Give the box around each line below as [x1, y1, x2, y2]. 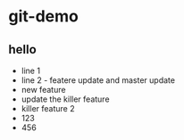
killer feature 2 [21, 103, 75, 113]
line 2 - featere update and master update [21, 75, 176, 86]
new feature [21, 85, 66, 95]
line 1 [21, 65, 41, 76]
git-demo [8, 6, 79, 27]
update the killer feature [21, 94, 110, 104]
